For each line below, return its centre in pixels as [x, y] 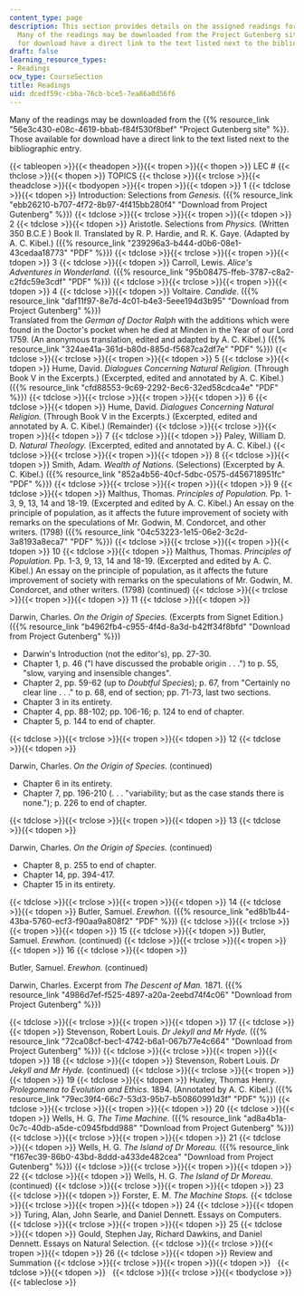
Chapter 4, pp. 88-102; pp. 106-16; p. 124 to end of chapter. [133, 711]
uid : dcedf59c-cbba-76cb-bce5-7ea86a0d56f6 [93, 93]
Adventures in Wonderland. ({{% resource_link [96, 272]
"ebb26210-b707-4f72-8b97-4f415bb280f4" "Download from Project [138, 204]
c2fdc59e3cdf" [38, 281]
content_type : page [46, 18]
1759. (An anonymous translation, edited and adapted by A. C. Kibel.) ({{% [147, 339]
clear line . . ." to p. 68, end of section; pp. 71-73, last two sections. [147, 692]
